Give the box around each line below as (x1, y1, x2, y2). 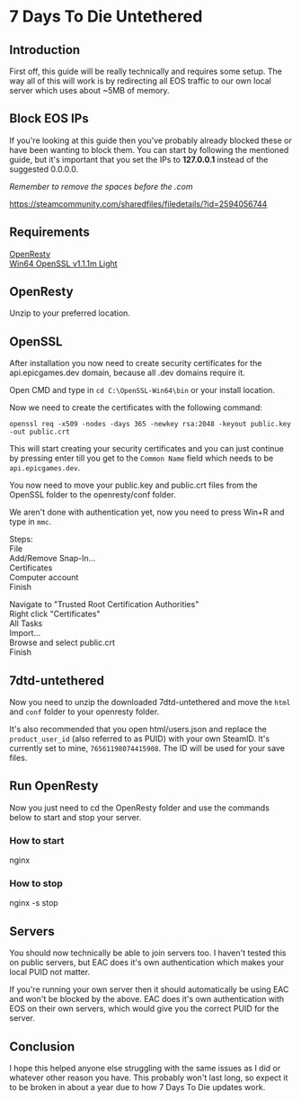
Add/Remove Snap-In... (9, 553, 96, 564)
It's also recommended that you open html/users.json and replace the (9, 724, 267, 735)
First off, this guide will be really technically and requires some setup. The (9, 66, 283, 76)
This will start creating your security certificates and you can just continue (9, 443, 285, 454)
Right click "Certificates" (9, 609, 101, 620)
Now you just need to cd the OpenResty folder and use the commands (9, 802, 270, 813)
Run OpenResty (9, 778, 99, 793)
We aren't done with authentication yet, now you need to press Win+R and (9, 506, 285, 518)
